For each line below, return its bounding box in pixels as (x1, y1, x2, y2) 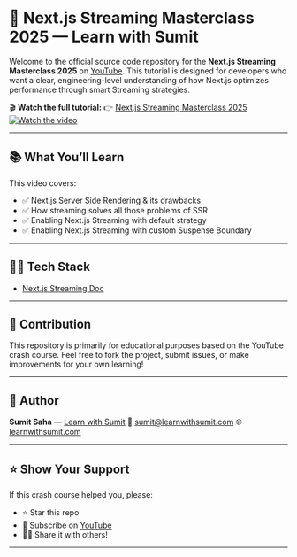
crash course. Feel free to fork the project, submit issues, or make (9, 350, 249, 360)
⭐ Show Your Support (9, 461, 130, 476)
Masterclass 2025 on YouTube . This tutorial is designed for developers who (9, 66, 287, 76)
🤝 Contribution (9, 316, 91, 331)
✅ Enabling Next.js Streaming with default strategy (21, 214, 207, 225)
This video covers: (9, 177, 77, 189)
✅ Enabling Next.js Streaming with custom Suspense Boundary (21, 225, 252, 236)
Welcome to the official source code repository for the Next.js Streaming (9, 56, 277, 66)
